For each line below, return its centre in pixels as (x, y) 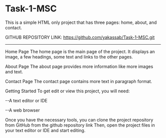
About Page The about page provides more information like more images (79, 66)
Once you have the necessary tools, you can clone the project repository (79, 120)
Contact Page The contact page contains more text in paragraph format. (79, 81)
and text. (14, 71)
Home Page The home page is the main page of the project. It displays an (80, 51)
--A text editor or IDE (26, 100)
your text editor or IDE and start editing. (45, 130)
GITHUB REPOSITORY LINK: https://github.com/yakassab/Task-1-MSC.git (80, 37)
